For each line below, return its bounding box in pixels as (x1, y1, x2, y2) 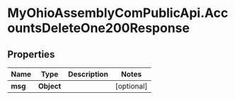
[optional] (115, 82, 148, 91)
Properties (7, 48, 55, 60)
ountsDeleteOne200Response (7, 20, 190, 36)
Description (68, 70, 108, 79)
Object (38, 82, 62, 91)
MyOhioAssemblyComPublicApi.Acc (7, 5, 229, 21)
